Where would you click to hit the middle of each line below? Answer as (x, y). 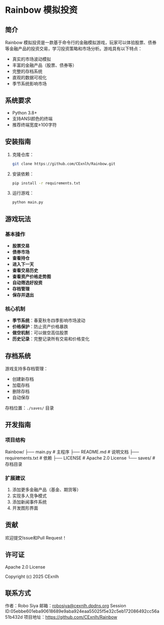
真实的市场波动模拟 (32, 59)
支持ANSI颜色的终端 (32, 118)
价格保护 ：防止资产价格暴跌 (40, 327)
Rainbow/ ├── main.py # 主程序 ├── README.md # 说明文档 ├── (72, 452)
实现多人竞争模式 (29, 496)
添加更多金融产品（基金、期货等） (47, 490)
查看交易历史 (25, 270)
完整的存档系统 (27, 71)
